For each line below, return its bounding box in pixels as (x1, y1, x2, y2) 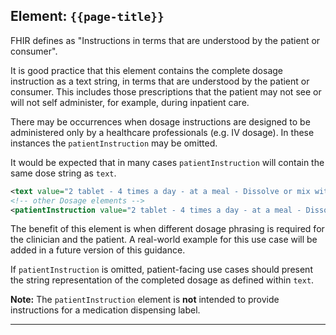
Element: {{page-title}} (10, 8, 165, 25)
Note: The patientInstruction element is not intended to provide (10, 294, 280, 306)
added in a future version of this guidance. (10, 244, 186, 256)
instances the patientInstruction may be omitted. (10, 137, 218, 149)
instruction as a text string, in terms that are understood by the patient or (10, 75, 310, 87)
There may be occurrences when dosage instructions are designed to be (10, 115, 311, 128)
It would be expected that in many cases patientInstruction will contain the (10, 156, 325, 168)
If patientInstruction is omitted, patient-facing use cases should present (10, 264, 313, 276)
